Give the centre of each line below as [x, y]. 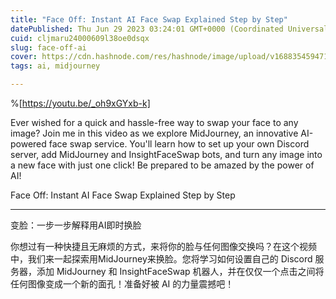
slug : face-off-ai [48, 47]
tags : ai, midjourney [55, 66]
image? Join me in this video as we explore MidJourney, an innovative [154, 133]
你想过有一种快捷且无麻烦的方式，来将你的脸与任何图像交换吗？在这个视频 [163, 246]
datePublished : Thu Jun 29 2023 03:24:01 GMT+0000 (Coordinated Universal [169, 29]
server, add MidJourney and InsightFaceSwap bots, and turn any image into [166, 154]
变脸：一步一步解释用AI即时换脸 [76, 225]
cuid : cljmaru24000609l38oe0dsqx [80, 38]
